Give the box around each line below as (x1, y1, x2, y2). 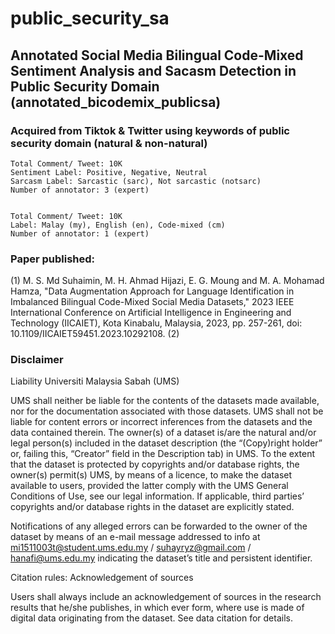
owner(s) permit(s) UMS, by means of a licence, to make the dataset (10, 469, 293, 481)
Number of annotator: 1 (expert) (10, 228, 150, 239)
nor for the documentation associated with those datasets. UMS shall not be (10, 405, 324, 417)
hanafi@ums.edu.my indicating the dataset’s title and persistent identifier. (10, 552, 313, 564)
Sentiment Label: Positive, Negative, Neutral (10, 167, 208, 177)
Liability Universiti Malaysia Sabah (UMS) (10, 375, 180, 387)
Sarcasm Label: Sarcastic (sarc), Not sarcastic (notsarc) (10, 176, 262, 186)
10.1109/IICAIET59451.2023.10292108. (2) (10, 328, 180, 340)
